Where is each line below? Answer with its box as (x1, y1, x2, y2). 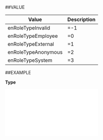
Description (67, 16, 96, 23)
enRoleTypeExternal (7, 41, 54, 47)
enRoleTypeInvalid (7, 24, 51, 31)
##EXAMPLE (5, 70, 31, 75)
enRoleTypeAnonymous (7, 49, 63, 55)
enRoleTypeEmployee (7, 32, 58, 39)
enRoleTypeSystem (7, 57, 52, 64)
